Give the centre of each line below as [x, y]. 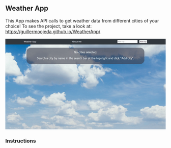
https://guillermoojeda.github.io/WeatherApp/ [53, 31]
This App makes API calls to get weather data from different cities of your [82, 20]
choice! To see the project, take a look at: [49, 26]
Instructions [21, 141]
